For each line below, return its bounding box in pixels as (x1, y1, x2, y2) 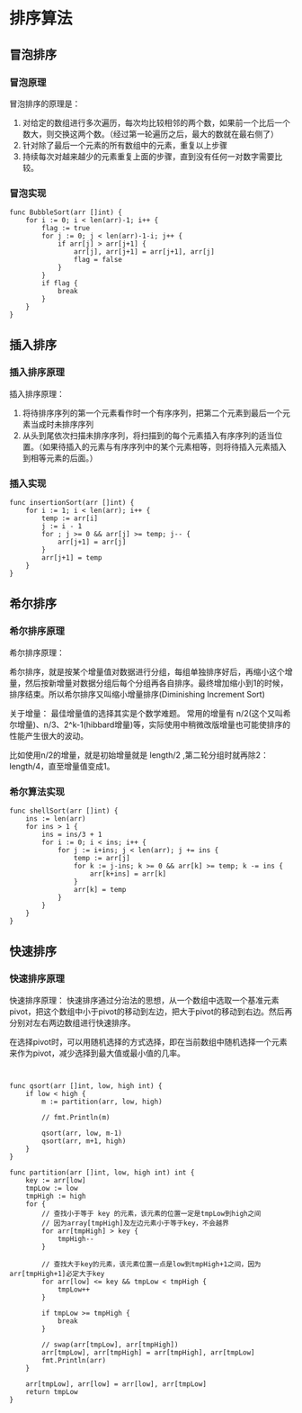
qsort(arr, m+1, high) (41, 1136, 127, 1146)
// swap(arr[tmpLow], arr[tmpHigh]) (41, 1340, 179, 1349)
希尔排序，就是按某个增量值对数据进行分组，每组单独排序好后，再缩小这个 (9, 666, 285, 677)
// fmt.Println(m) (41, 1112, 111, 1121)
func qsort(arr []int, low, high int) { (9, 1081, 164, 1090)
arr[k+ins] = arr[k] (89, 869, 167, 878)
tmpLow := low (25, 1183, 78, 1192)
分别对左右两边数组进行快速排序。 (9, 1017, 136, 1028)
